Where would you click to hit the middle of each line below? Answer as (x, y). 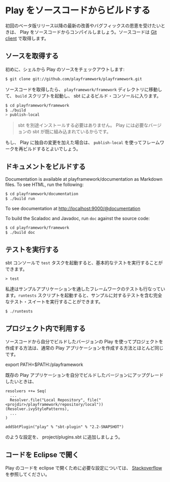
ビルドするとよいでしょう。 (52, 149)
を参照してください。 (27, 474)
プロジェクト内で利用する (45, 328)
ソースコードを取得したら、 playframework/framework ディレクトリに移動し (84, 89)
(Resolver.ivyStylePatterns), (37, 409)
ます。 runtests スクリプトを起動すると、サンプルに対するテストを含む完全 (84, 295)
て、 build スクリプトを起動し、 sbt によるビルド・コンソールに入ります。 (83, 95)
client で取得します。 (27, 38)
